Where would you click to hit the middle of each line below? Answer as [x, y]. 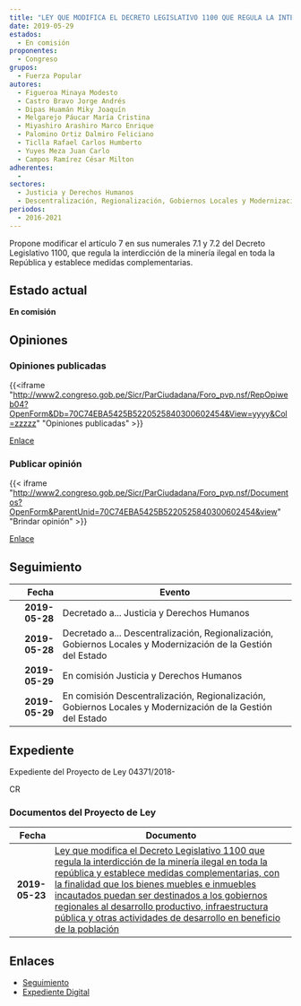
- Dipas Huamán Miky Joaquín [72, 109]
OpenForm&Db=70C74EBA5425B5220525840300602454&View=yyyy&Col [149, 414]
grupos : [24, 68]
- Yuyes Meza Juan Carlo [64, 151]
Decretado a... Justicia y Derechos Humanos [156, 613]
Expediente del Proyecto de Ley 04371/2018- [93, 772]
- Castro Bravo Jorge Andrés [72, 101]
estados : [26, 34]
